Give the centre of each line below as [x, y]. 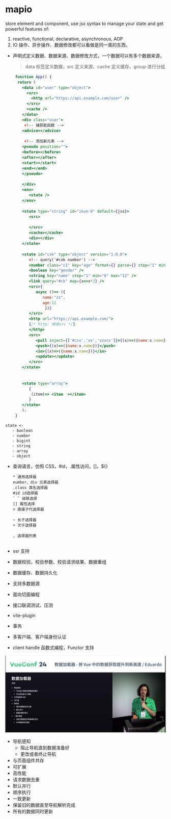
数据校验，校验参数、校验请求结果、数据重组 [60, 561]
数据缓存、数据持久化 [35, 573]
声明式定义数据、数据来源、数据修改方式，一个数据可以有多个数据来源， [88, 56]
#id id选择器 [25, 493]
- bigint [21, 441]
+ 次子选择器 [24, 525]
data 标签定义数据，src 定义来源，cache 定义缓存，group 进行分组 [95, 66]
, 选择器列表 [24, 536]
